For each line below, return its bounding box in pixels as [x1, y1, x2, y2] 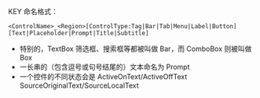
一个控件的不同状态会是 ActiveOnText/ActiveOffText [19, 72, 188, 81]
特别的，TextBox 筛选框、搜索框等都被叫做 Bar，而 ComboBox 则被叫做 [19, 44, 252, 53]
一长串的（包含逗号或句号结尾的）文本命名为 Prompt [19, 62, 190, 71]
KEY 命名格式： [8, 7, 59, 16]
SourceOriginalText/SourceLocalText [19, 81, 139, 90]
